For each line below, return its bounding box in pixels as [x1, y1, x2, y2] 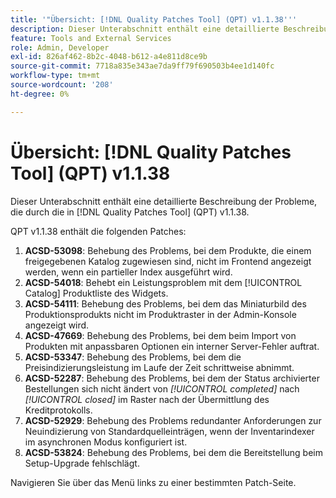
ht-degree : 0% [10, 89, 70, 99]
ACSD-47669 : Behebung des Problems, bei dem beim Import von [24, 329, 297, 341]
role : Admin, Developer [10, 42, 110, 53]
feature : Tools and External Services [10, 33, 172, 43]
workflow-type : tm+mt [10, 71, 101, 81]
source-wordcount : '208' [10, 80, 114, 90]
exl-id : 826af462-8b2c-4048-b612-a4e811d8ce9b [10, 52, 208, 62]
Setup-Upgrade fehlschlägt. [24, 457, 140, 469]
